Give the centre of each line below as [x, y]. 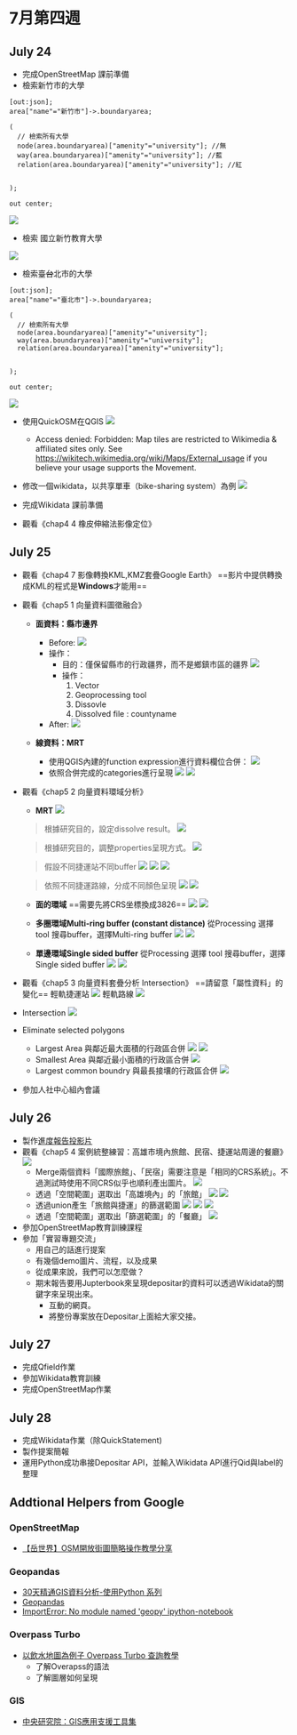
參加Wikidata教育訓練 [61, 1378]
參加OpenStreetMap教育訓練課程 [82, 1227]
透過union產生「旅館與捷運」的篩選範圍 [108, 1205]
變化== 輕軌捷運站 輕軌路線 [78, 993]
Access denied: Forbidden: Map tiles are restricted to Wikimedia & [156, 439]
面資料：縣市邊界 [66, 623]
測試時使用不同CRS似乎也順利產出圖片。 [117, 1183]
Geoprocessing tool [111, 695]
